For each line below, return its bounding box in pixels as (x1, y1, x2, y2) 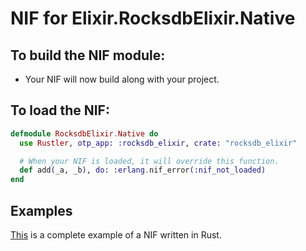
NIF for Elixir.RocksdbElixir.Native (10, 7, 296, 30)
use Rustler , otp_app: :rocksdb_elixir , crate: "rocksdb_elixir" (19, 138, 298, 148)
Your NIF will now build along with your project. (24, 73, 220, 85)
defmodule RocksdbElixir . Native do (10, 128, 159, 139)
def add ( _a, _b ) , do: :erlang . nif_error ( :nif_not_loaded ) (19, 165, 267, 176)
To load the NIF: (10, 102, 110, 119)
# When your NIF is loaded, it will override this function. (19, 156, 280, 166)
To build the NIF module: (10, 47, 166, 64)
